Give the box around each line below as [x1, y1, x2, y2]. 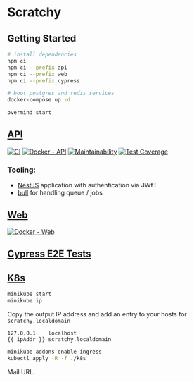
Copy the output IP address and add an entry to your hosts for [7, 309, 188, 318]
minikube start [7, 290, 52, 298]
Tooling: [7, 165, 37, 175]
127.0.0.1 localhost [7, 329, 77, 337]
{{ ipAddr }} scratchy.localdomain [7, 335, 112, 343]
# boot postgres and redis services [7, 90, 115, 97]
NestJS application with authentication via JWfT [17, 181, 157, 190]
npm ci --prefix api [7, 64, 68, 71]
